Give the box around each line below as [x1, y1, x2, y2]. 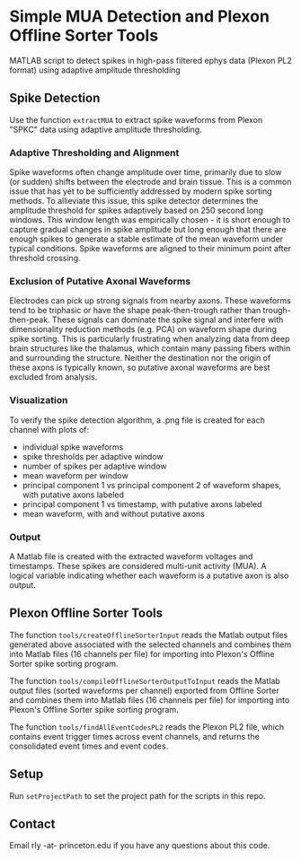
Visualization [9, 394, 68, 407]
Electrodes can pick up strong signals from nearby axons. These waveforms [9, 295, 292, 306]
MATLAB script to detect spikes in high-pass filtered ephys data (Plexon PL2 [9, 55, 292, 66]
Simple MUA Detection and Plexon [9, 6, 270, 27]
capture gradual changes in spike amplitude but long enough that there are [9, 224, 287, 235]
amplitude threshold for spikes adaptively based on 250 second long [9, 205, 263, 216]
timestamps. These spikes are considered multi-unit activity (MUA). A [9, 560, 267, 571]
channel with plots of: [9, 424, 90, 434]
